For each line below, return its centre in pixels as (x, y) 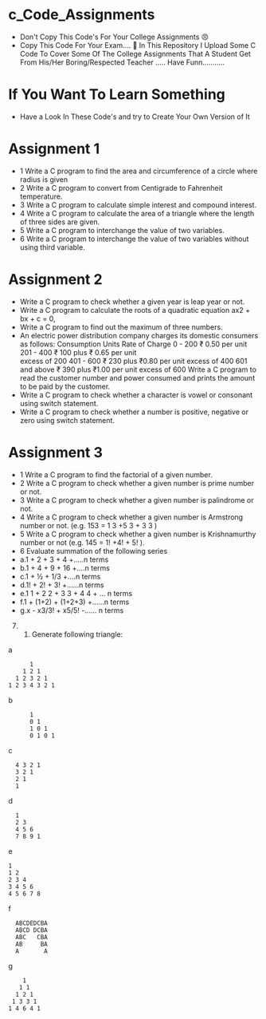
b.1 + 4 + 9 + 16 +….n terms (65, 567)
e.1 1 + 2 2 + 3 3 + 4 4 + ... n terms (76, 593)
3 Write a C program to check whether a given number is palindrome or (137, 500)
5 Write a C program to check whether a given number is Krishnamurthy (138, 534)
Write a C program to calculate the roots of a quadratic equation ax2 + (135, 310)
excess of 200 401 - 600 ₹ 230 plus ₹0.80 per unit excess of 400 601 (133, 361)
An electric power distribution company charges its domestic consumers (139, 335)
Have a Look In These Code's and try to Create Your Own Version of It (135, 117)
